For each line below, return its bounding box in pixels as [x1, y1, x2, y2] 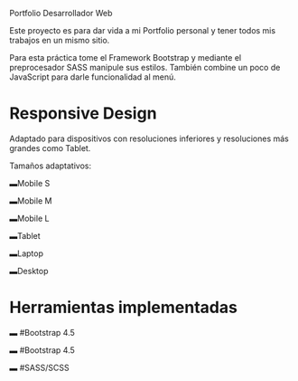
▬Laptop [9, 248, 43, 259]
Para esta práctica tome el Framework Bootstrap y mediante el [9, 52, 242, 62]
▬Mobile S [9, 177, 51, 188]
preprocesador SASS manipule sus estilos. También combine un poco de [9, 62, 281, 72]
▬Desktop [9, 265, 49, 276]
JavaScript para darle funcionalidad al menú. [9, 71, 176, 82]
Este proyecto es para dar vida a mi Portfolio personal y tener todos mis [9, 25, 276, 35]
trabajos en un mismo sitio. [9, 35, 110, 45]
